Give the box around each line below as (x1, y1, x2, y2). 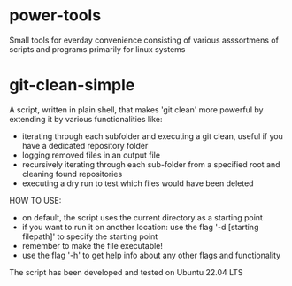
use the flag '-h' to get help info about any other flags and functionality (21, 250, 281, 260)
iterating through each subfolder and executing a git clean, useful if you (21, 130, 283, 142)
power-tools (9, 5, 102, 26)
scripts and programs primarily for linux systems (9, 43, 186, 54)
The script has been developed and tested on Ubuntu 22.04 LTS (9, 267, 243, 277)
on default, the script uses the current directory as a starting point (21, 212, 264, 222)
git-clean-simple (9, 75, 135, 96)
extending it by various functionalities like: (9, 113, 163, 124)
